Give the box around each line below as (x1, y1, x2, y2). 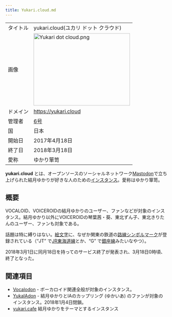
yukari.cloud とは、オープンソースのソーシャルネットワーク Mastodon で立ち (5, 170, 167, 176)
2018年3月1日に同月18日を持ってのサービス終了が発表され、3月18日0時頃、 (5, 249, 165, 255)
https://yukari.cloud (33, 107, 81, 115)
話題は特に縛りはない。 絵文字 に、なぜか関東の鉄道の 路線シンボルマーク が (5, 232, 163, 238)
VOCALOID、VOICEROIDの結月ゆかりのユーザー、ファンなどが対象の (5, 208, 152, 214)
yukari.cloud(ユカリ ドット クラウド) (33, 24, 122, 31)
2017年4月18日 (33, 137, 73, 144)
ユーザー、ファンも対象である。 (14, 220, 82, 227)
